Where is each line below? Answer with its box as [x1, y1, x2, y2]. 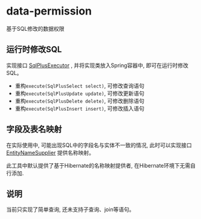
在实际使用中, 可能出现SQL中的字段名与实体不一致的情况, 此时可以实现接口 [6, 141, 192, 149]
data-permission [6, 4, 92, 18]
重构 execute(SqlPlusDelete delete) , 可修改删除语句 [14, 97, 145, 104]
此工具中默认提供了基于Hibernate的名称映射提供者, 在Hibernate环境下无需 [6, 162, 191, 169]
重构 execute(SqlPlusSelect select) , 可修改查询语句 [14, 82, 145, 89]
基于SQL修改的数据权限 [6, 25, 65, 32]
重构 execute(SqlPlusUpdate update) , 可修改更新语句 [14, 90, 145, 97]
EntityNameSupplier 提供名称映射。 [6, 149, 95, 156]
